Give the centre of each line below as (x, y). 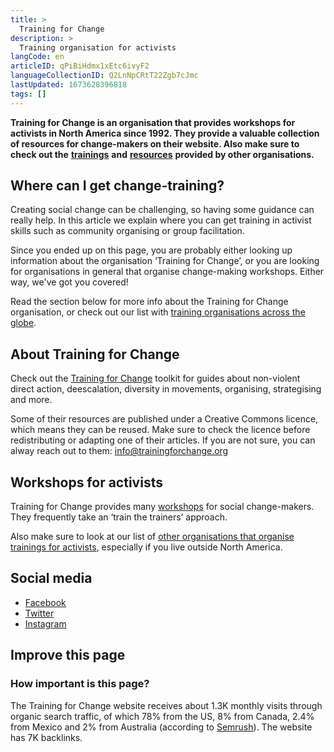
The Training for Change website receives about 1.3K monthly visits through (166, 705)
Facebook (45, 602)
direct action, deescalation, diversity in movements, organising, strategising (166, 389)
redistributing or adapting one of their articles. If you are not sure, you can (163, 440)
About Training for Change (95, 354)
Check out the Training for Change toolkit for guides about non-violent (155, 378)
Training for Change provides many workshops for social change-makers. (162, 507)
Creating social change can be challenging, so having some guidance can (162, 210)
